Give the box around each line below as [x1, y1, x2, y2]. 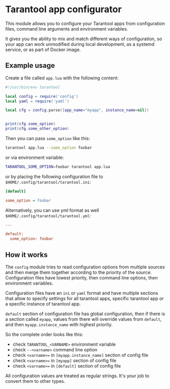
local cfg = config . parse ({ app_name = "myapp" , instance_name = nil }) [5, 108, 149, 113]
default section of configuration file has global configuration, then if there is [5, 311, 165, 317]
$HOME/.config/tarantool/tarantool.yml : [5, 212, 91, 218]
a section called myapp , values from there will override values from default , [5, 316, 162, 322]
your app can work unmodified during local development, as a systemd [5, 41, 155, 47]
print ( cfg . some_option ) [5, 121, 56, 127]
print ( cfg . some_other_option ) [5, 126, 70, 131]
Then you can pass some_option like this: [5, 135, 90, 141]
